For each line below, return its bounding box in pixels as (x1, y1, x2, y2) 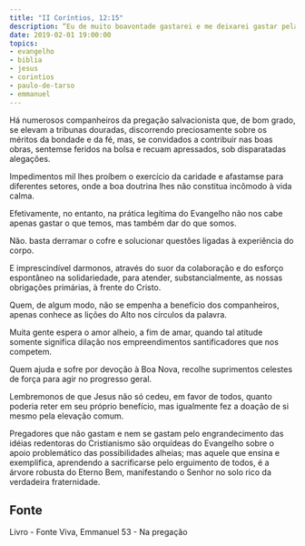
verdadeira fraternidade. (9, 476, 101, 487)
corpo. (9, 245, 34, 256)
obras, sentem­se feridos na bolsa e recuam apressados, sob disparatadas (9, 143, 287, 155)
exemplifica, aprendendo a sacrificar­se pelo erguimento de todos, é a (9, 457, 270, 468)
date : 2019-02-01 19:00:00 (9, 30, 112, 39)
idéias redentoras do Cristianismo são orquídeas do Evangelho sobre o (9, 438, 275, 449)
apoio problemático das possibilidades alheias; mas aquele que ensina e (9, 447, 280, 458)
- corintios (9, 73, 54, 82)
